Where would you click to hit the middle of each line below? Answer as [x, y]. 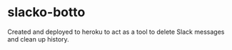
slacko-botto [46, 12]
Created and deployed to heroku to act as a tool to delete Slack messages [116, 32]
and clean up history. [38, 39]
